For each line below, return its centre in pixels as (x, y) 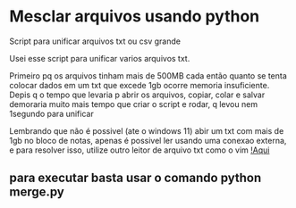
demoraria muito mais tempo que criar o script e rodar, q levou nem (133, 104)
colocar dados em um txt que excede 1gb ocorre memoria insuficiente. (140, 85)
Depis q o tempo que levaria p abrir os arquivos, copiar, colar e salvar (137, 95)
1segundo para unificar (51, 113)
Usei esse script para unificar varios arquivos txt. (100, 58)
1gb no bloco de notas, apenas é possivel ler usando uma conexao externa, (148, 140)
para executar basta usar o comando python (135, 178)
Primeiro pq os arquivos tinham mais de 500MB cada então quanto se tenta (148, 75)
